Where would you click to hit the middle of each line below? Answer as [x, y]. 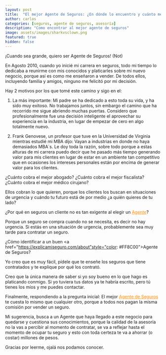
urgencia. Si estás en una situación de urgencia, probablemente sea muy [79, 227]
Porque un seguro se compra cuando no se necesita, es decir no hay [75, 221]
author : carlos [21, 19]
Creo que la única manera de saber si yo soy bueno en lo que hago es [76, 276]
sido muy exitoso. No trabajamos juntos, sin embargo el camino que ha [84, 105]
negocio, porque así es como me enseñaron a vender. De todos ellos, [76, 76]
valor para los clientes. [35, 167]
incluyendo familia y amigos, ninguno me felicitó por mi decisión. [71, 81]
